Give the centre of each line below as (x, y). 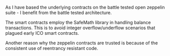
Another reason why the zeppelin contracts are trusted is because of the (82, 43)
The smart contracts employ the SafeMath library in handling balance (78, 22)
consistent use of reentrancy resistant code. (52, 48)
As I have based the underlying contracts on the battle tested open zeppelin (85, 7)
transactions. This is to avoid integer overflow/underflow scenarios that (80, 28)
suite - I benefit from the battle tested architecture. (59, 13)
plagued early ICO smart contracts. (42, 33)
